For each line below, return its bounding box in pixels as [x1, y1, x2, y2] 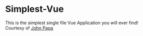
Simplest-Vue [5, 3, 64, 15]
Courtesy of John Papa [5, 25, 53, 31]
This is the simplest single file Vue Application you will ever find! [5, 20, 138, 26]
